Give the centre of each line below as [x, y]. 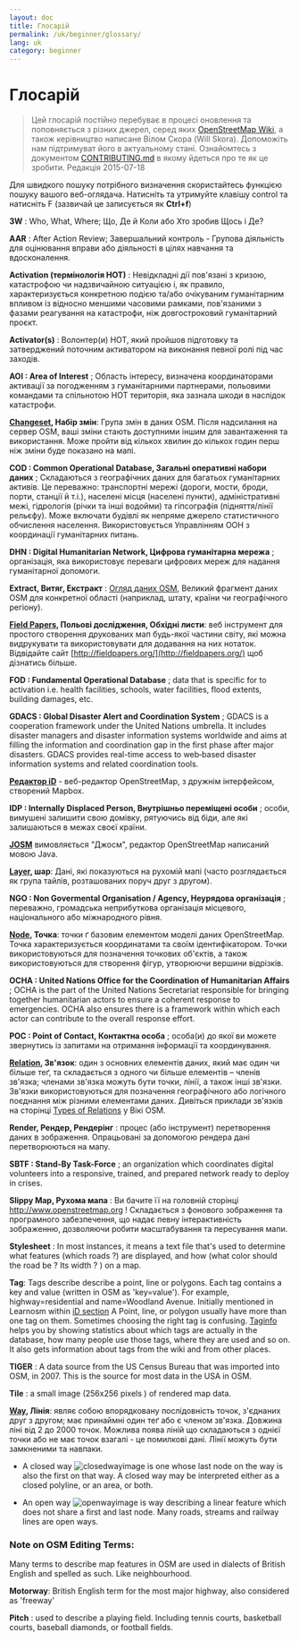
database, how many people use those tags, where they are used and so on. [149, 1340]
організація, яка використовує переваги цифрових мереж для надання [145, 561]
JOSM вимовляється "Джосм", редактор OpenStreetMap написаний [139, 845]
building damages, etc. [51, 699]
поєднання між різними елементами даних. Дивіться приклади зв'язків [146, 1101]
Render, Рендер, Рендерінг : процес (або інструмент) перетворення [140, 1128]
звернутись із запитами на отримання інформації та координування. [140, 1046]
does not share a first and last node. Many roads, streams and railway [150, 1512]
